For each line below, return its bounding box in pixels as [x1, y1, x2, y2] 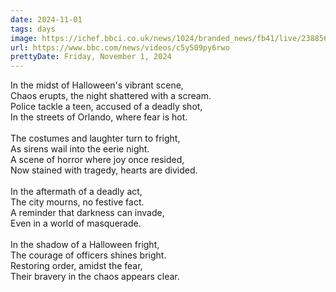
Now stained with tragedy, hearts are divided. [10, 164, 198, 176]
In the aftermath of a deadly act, [10, 186, 143, 198]
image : [10, 33, 38, 43]
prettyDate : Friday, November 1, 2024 [10, 52, 172, 62]
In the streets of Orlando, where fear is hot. [10, 111, 188, 123]
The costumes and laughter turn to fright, [10, 132, 181, 145]
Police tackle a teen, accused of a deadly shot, [10, 101, 203, 113]
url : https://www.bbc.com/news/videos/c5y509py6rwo [10, 42, 230, 53]
